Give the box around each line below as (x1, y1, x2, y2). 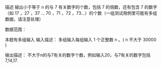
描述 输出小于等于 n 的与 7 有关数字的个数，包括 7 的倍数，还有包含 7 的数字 (5, 4, 158, 10)
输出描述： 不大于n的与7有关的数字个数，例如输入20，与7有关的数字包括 (5, 52, 151, 58)
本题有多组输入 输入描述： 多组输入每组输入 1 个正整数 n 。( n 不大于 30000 (5, 37, 157, 42)
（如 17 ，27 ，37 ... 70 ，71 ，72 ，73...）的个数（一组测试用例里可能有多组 (5, 10, 157, 16)
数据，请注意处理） (5, 16, 44, 22)
